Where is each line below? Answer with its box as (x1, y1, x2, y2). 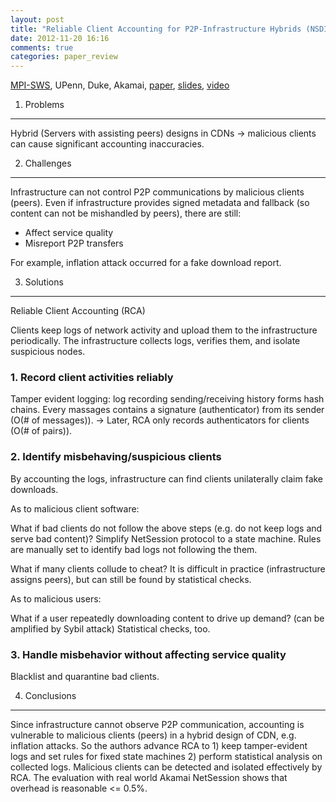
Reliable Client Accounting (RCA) (10, 305, 146, 317)
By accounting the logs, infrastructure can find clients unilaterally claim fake (10, 472, 324, 485)
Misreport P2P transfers (24, 237, 124, 250)
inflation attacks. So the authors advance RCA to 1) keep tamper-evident (10, 740, 308, 752)
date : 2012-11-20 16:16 (10, 33, 110, 43)
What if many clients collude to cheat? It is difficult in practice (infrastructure (10, 562, 326, 575)
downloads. (10, 483, 59, 495)
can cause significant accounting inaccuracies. (10, 138, 205, 150)
